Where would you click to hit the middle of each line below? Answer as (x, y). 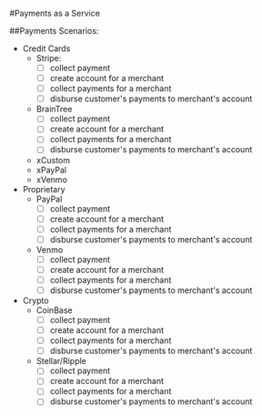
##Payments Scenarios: (54, 31)
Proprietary (44, 189)
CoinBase (54, 310)
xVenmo (52, 179)
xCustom (53, 160)
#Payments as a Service (55, 13)
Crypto (35, 301)
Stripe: (49, 58)
